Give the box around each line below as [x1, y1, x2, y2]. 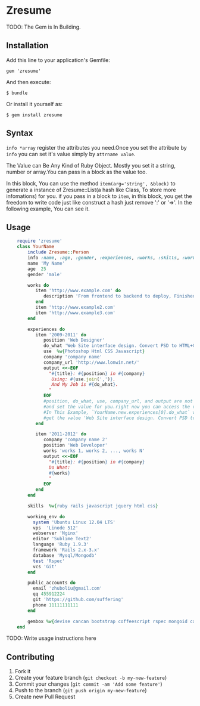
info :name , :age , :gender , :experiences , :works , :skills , [27, 255, 180, 261]
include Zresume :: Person [27, 249, 89, 255]
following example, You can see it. [6, 205, 90, 212]
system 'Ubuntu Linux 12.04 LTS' [32, 519, 116, 525]
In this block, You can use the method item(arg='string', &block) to [6, 179, 176, 187]
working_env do [27, 513, 65, 519]
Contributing [6, 652, 55, 662]
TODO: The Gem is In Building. [6, 23, 82, 30]
